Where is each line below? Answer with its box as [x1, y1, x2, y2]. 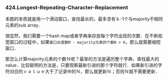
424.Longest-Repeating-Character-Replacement [5, 4, 129, 11]
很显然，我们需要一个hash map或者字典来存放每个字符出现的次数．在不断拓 [5, 33, 163, 39]
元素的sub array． [5, 22, 43, 28]
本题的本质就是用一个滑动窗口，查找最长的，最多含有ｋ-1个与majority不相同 [5, 16, 163, 22]
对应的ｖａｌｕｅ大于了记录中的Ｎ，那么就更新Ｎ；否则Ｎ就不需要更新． [9, 68, 160, 74]
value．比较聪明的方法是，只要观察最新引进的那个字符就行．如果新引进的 [5, 62, 158, 68]
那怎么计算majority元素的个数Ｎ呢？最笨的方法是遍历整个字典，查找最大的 [5, 56, 159, 62]
